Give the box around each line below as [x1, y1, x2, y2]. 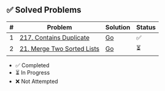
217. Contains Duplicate [19, 33, 90, 42]
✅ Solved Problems [6, 5, 82, 15]
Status [136, 23, 156, 31]
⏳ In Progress [15, 68, 50, 76]
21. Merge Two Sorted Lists [19, 45, 100, 53]
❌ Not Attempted [15, 78, 58, 85]
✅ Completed [15, 61, 50, 69]
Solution [105, 23, 131, 31]
